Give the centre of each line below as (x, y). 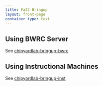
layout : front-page (25, 14)
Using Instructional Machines (52, 66)
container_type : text (28, 19)
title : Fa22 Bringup (27, 10)
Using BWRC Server (37, 39)
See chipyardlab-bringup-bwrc (37, 51)
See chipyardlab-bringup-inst (35, 78)
